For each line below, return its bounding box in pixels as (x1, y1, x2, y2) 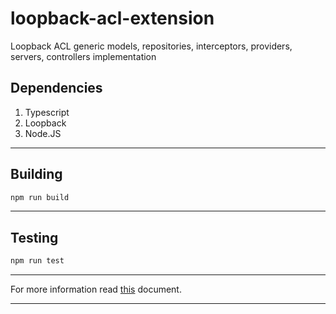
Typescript (24, 106, 70, 118)
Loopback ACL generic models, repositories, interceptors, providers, (10, 40, 293, 52)
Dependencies (10, 80, 103, 97)
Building (10, 166, 63, 183)
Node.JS (24, 127, 62, 139)
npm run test (10, 256, 65, 266)
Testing (10, 229, 59, 246)
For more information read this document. (10, 283, 182, 296)
